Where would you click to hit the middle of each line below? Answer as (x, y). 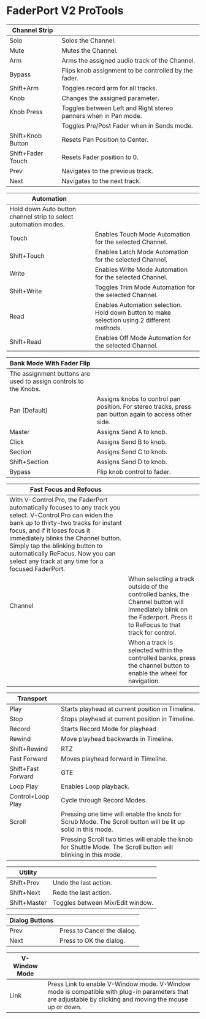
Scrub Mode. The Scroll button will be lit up (123, 821)
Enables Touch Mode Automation (143, 234)
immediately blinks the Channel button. (65, 538)
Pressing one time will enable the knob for (121, 814)
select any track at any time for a (56, 561)
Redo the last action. (82, 893)
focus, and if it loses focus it (50, 530)
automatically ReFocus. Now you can (63, 553)
